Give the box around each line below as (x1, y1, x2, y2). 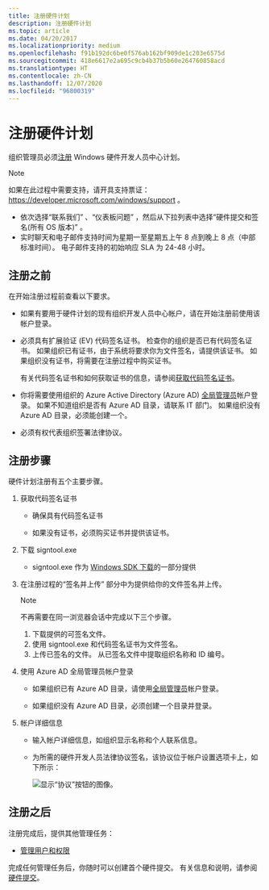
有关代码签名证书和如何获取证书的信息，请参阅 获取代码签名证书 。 (19, 373, 239, 383)
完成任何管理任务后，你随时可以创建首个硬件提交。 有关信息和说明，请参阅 (8, 863, 258, 872)
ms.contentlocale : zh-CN (8, 72, 92, 80)
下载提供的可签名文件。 (31, 629, 110, 638)
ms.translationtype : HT (8, 65, 89, 73)
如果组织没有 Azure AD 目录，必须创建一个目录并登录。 (31, 700, 217, 710)
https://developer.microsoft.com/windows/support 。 (8, 195, 185, 205)
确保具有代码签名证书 (31, 510, 103, 520)
